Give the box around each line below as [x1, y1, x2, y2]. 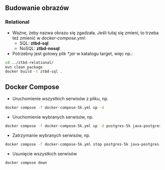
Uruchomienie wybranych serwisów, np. [12, 114, 94, 120]
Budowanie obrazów [5, 4, 69, 12]
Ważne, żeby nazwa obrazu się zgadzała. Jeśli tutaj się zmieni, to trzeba [12, 29, 159, 36]
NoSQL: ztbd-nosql [19, 45, 60, 51]
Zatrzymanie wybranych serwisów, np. [12, 132, 91, 138]
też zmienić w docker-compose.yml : [12, 35, 86, 41]
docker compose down [5, 160, 48, 165]
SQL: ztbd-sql [19, 40, 49, 46]
